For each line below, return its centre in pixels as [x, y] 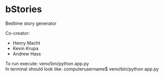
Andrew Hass [27, 54]
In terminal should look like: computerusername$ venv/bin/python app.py [82, 69]
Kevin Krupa [25, 48]
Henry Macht [26, 43]
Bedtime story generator [31, 23]
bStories [24, 9]
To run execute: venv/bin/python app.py [47, 63]
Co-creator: [18, 33]
